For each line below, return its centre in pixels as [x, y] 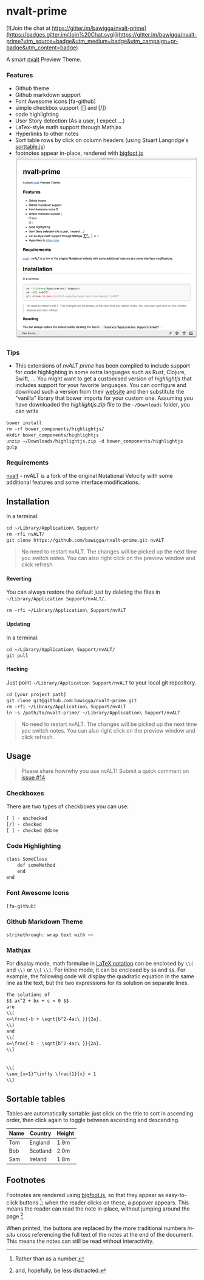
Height [66, 1133]
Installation [28, 501]
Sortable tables [36, 1099]
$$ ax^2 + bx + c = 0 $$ [38, 1001]
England [40, 1142]
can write [27, 411]
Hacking [17, 669]
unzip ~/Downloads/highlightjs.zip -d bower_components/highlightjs [95, 441]
